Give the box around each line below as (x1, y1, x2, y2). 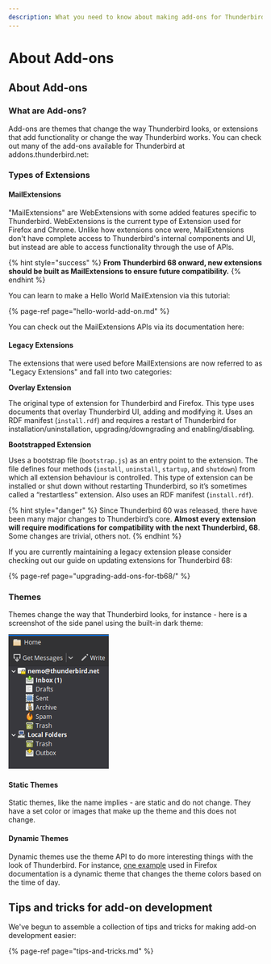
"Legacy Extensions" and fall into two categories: (8, 366, 172, 376)
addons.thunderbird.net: (8, 150, 90, 159)
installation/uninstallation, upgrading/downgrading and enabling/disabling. (8, 424, 256, 433)
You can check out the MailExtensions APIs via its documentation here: (8, 322, 244, 332)
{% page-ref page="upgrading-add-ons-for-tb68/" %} (8, 571, 191, 581)
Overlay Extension (8, 383, 72, 392)
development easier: (8, 931, 77, 941)
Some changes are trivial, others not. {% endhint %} (8, 531, 182, 541)
